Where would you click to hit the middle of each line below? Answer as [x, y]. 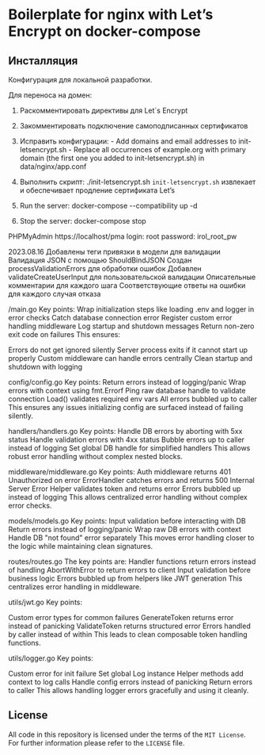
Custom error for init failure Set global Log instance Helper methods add [126, 673]
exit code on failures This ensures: [64, 334]
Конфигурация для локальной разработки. [80, 80]
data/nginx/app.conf [53, 167]
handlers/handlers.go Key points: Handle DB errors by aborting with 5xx [125, 431]
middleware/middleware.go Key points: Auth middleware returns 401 [120, 472]
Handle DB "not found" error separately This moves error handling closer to [131, 538]
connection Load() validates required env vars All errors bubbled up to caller [132, 399]
